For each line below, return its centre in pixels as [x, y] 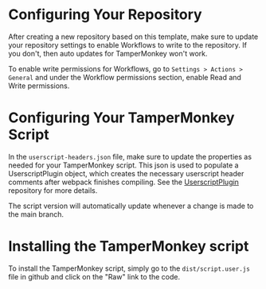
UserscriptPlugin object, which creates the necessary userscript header [126, 173]
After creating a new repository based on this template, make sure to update [133, 37]
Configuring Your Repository [105, 15]
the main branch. [36, 214]
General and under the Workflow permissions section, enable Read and [125, 77]
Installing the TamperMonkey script [129, 247]
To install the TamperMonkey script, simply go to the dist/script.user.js [129, 268]
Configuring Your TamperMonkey [121, 118]
